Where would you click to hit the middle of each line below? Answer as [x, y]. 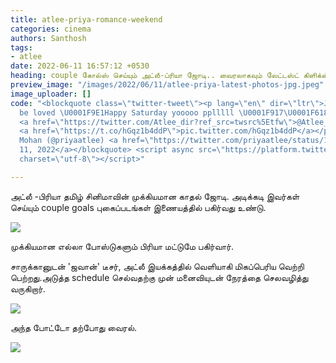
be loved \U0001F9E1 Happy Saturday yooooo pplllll [127, 112]
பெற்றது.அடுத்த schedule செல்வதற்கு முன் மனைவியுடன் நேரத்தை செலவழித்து [159, 277]
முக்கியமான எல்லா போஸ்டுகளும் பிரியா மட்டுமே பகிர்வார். [122, 246]
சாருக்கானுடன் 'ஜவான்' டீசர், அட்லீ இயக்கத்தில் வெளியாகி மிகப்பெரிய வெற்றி [157, 266]
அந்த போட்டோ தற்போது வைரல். [74, 327]
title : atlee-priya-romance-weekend [86, 19]
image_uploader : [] [51, 94]
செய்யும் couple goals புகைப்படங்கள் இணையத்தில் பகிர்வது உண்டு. [138, 207]
